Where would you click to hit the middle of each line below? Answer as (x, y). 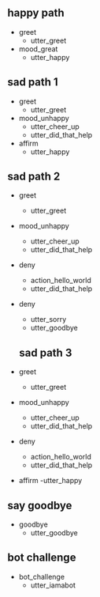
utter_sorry (48, 319)
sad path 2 (34, 177)
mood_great (38, 49)
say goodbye (40, 505)
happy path (36, 13)
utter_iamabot (53, 585)
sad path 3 (45, 352)
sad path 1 (33, 82)
